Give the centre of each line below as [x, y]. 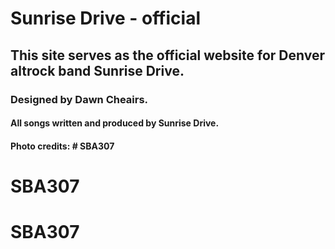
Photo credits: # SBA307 [62, 146]
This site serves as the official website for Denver [167, 55]
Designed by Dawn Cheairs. [79, 99]
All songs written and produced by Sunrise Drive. [115, 123]
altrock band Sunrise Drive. [97, 70]
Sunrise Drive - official [105, 18]
